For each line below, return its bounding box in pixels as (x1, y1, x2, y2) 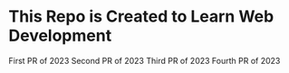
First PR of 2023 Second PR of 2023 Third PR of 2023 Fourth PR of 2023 (8, 55, 281, 66)
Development (8, 25, 112, 46)
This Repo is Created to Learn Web (8, 6, 275, 27)
